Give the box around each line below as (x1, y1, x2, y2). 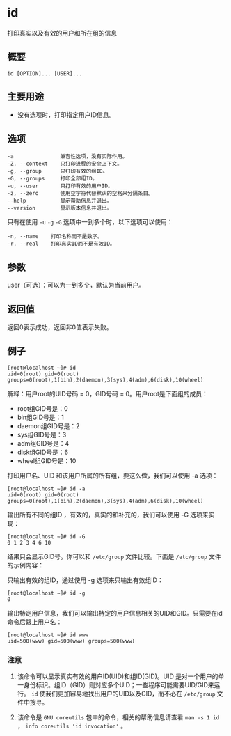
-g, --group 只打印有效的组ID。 (7, 168, 109, 175)
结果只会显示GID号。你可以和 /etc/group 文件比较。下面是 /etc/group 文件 (7, 552, 221, 561)
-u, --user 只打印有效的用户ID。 (7, 182, 113, 189)
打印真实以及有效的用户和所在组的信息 (7, 29, 117, 37)
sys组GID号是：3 (17, 430, 67, 439)
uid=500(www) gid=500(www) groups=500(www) (7, 637, 136, 645)
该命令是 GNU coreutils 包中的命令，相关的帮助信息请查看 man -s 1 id (17, 713, 220, 721)
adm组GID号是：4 (17, 439, 70, 447)
